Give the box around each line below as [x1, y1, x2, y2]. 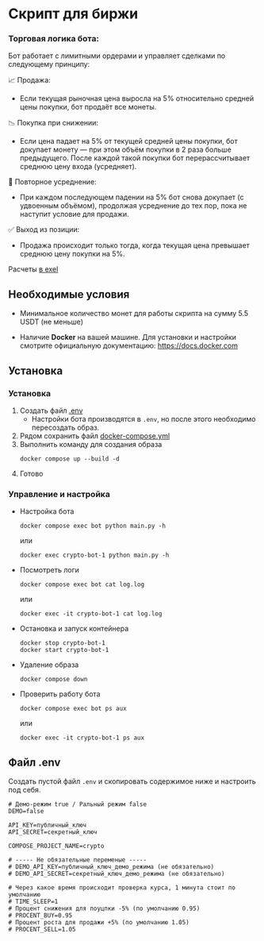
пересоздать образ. [31, 422, 100, 432]
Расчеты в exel [8, 264, 59, 274]
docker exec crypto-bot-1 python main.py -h [19, 551, 170, 560]
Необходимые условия [8, 287, 130, 301]
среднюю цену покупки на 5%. [19, 249, 125, 259]
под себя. [8, 785, 41, 795]
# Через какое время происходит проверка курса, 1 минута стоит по [8, 884, 236, 892]
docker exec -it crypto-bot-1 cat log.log [19, 610, 163, 618]
